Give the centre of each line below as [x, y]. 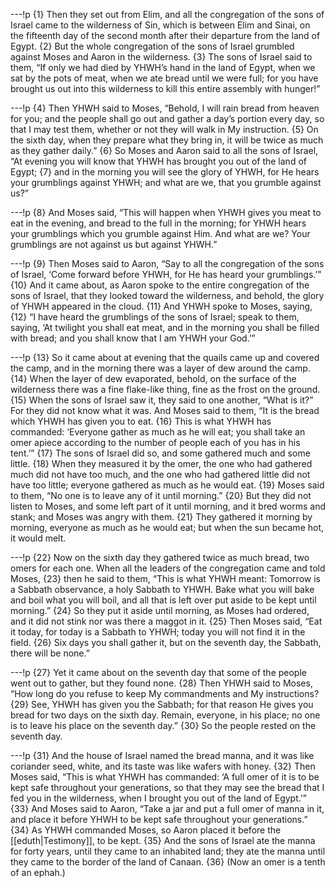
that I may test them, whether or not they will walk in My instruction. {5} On [164, 129]
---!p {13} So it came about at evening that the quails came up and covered [165, 357]
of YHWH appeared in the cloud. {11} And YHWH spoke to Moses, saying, [161, 306]
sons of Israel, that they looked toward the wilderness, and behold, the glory [167, 295]
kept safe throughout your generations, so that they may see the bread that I [167, 787]
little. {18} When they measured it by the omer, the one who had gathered [161, 463]
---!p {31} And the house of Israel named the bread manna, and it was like [162, 755]
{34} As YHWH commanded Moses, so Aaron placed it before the [146, 830]
